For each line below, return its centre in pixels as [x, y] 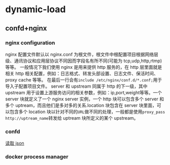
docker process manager [37, 157]
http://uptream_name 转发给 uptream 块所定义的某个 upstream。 [72, 118]
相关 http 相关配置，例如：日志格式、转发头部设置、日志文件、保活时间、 [82, 73]
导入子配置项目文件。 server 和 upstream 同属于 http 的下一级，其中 [76, 86]
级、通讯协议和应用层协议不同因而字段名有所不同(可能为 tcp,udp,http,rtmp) [84, 61]
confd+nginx [26, 28]
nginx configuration [30, 43]
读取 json [15, 143]
